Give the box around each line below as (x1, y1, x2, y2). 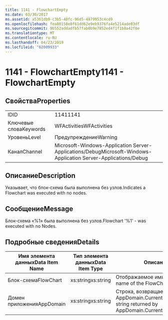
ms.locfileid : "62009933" (5, 45, 59, 50)
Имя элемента (18, 253, 55, 260)
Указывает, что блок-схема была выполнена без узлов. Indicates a (5, 185, 146, 191)
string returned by (115, 300, 158, 307)
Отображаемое (115, 274, 153, 281)
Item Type (78, 265, 103, 272)
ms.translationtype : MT (5, 31, 55, 36)
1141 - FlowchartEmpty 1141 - (5, 66, 124, 78)
